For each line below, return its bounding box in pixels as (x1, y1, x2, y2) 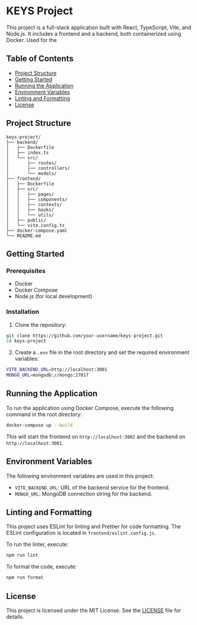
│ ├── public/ (6, 217, 46, 223)
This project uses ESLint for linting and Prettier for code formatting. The (6, 523, 181, 530)
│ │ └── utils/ (6, 212, 55, 218)
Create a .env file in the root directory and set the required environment (14, 349, 190, 356)
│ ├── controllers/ (6, 165, 70, 171)
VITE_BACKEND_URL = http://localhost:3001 (6, 367, 108, 373)
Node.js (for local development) (14, 293, 93, 300)
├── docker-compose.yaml (6, 228, 68, 233)
